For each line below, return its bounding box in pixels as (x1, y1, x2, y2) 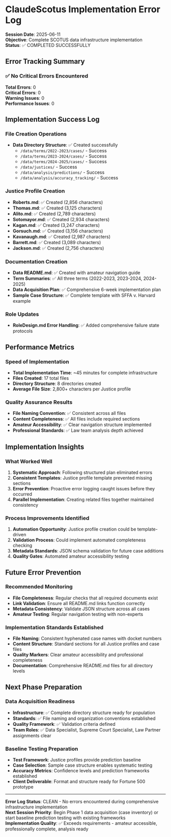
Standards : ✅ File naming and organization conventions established (12, 715, 156, 721)
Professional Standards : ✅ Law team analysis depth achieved (12, 427, 144, 434)
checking (12, 542, 33, 548)
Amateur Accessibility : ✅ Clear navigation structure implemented (12, 422, 152, 428)
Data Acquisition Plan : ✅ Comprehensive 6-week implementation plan (12, 286, 161, 293)
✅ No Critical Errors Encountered (5, 72, 89, 80)
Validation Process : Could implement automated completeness (12, 537, 146, 543)
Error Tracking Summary (5, 57, 85, 66)
